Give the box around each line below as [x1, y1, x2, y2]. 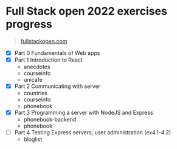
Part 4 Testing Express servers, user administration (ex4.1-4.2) [14, 129, 172, 136]
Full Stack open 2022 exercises [5, 4, 168, 18]
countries [23, 90, 48, 97]
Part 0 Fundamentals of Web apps [14, 49, 100, 56]
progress [5, 17, 52, 31]
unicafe [23, 76, 43, 84]
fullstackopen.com [20, 37, 68, 45]
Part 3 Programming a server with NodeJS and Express [14, 109, 153, 117]
